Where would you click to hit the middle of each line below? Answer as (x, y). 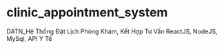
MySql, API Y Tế (29, 38)
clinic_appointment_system (87, 13)
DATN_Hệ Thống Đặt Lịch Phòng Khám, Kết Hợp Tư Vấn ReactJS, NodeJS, (112, 31)
